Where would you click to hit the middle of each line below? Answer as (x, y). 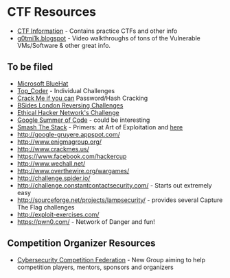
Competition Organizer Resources (81, 243)
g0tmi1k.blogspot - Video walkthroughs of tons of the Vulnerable (108, 38)
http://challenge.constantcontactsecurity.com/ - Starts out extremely (114, 185)
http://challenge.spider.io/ (54, 178)
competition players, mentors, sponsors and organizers (95, 267)
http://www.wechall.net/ (51, 163)
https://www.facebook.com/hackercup (72, 156)
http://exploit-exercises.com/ (58, 214)
